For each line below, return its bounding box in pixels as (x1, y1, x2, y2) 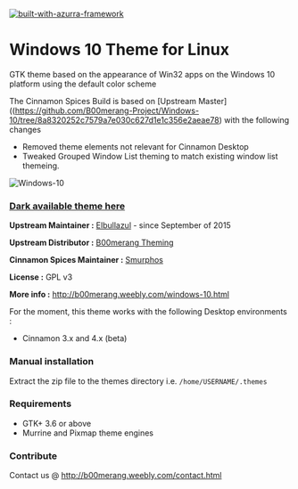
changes (9, 124, 42, 134)
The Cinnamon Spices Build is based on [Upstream (9, 95, 196, 106)
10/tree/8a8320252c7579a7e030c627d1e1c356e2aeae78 (9, 114, 220, 125)
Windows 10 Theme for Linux (9, 40, 230, 60)
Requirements (9, 397, 72, 410)
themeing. (21, 160, 60, 171)
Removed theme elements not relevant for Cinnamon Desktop (21, 141, 250, 151)
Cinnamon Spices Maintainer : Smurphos (9, 255, 163, 265)
